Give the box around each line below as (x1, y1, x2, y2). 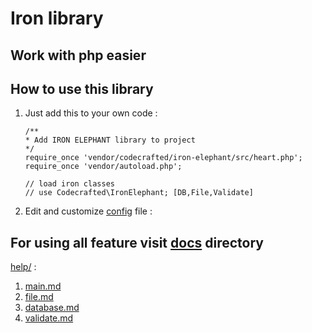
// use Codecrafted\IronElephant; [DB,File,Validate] (24, 188, 254, 198)
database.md (24, 302, 80, 314)
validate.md (24, 312, 74, 324)
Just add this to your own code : (24, 107, 158, 119)
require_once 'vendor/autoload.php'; (24, 162, 183, 172)
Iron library (10, 7, 104, 30)
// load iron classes (24, 179, 115, 189)
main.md (24, 280, 62, 292)
